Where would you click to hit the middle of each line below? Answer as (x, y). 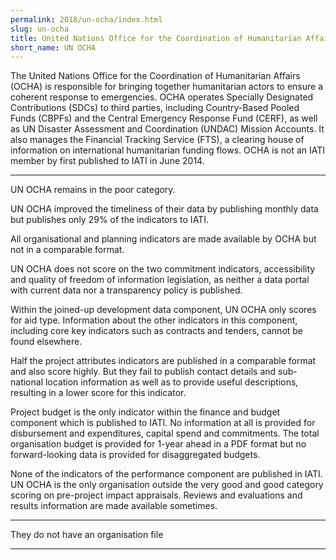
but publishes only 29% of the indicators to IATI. (109, 220)
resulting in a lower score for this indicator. (98, 393)
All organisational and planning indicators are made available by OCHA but (163, 239)
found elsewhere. (46, 342)
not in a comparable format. (67, 250)
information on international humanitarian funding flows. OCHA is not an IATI (168, 150)
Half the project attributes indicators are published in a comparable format (163, 361)
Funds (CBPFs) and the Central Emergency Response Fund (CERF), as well (164, 118)
